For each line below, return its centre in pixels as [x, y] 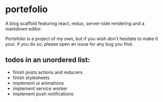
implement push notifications [43, 94]
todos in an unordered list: [48, 60]
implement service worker [40, 88]
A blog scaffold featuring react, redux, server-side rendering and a [75, 23]
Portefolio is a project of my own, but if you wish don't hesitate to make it [82, 39]
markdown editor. [24, 28]
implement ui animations [38, 83]
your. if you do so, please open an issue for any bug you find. [69, 44]
